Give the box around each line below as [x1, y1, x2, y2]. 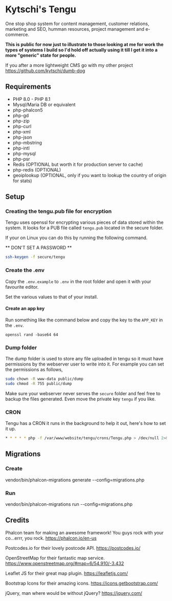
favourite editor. [5, 284, 39, 290]
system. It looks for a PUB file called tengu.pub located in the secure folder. [5, 225, 164, 231]
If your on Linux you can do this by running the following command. [5, 234, 148, 241]
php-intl [12, 145, 30, 151]
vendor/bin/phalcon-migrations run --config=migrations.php [5, 501, 133, 507]
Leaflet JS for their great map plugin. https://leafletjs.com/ [5, 570, 128, 576]
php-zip [12, 118, 30, 124]
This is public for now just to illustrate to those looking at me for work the [5, 41, 164, 47]
